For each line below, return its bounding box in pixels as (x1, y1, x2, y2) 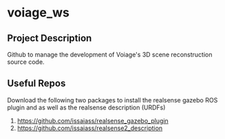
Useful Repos (7, 78, 66, 89)
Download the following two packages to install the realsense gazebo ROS (7, 96, 218, 104)
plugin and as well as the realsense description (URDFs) (7, 103, 166, 111)
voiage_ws (7, 5, 70, 21)
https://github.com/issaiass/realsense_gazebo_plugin (17, 116, 169, 125)
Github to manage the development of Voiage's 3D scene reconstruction (7, 50, 213, 58)
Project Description (7, 32, 92, 44)
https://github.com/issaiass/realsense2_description (17, 124, 163, 132)
